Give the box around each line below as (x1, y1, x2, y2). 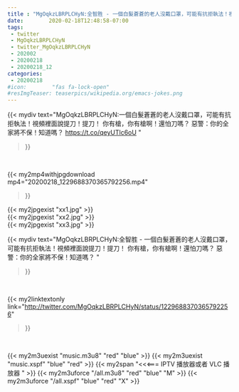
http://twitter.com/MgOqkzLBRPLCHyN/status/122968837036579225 (24, 302, 228, 311)
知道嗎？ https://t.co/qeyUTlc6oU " (38, 128, 142, 137)
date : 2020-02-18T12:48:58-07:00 (7, 17, 129, 24)
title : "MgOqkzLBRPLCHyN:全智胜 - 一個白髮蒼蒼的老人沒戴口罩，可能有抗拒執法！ (7, 10, 229, 18)
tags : (7, 24, 23, 31)
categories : (7, 70, 43, 77)
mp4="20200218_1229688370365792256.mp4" (7, 177, 148, 186)
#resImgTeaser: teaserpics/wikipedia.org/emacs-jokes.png (7, 90, 183, 97)
